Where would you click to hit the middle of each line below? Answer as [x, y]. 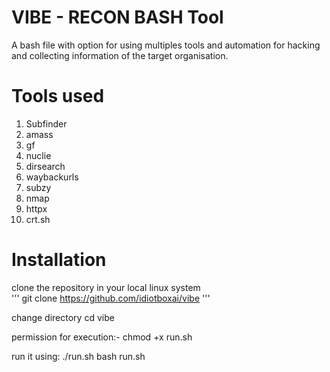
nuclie [38, 155]
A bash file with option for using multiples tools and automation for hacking [166, 45]
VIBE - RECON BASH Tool [117, 17]
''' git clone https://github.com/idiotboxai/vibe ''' [111, 298]
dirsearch [45, 166]
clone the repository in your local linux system [106, 287]
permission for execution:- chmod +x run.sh [102, 337]
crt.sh [38, 219]
